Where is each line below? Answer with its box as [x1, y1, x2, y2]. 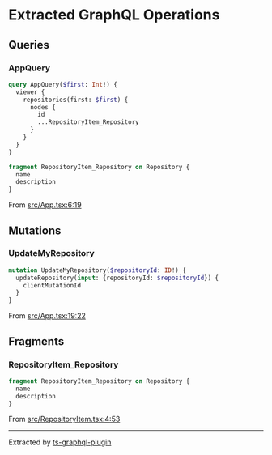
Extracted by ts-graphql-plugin [8, 437, 112, 447]
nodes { [29, 103, 57, 111]
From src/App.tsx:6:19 [8, 200, 83, 210]
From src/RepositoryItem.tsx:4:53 [8, 415, 121, 424]
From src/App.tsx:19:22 [8, 311, 87, 321]
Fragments [8, 334, 65, 348]
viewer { [15, 87, 45, 96]
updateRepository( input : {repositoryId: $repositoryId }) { [15, 274, 219, 282]
